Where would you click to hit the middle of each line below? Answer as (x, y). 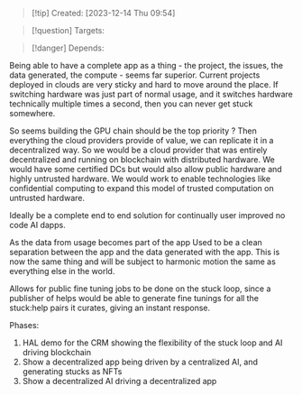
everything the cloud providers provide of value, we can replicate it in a (142, 140)
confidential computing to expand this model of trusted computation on (142, 188)
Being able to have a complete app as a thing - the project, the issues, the (146, 65)
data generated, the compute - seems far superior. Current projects (135, 75)
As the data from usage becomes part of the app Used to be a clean (136, 242)
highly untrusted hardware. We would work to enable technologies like (140, 179)
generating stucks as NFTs (72, 372)
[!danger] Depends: (68, 48)
